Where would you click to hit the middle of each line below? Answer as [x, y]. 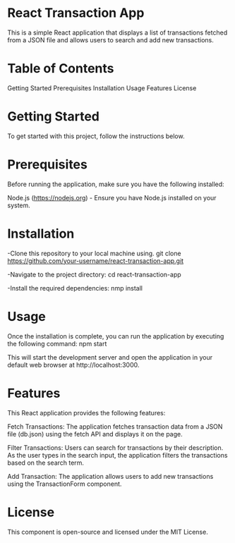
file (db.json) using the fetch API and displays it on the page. [95, 434]
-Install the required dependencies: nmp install [75, 288]
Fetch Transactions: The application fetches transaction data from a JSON [115, 426]
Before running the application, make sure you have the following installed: [116, 184]
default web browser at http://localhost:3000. [73, 365]
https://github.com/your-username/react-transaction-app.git [96, 261]
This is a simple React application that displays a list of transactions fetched [117, 32]
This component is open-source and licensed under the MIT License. [108, 532]
